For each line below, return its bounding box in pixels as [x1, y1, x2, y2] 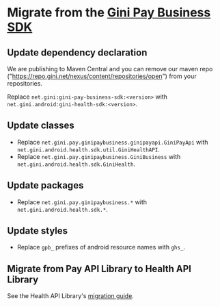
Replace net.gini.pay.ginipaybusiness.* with [16, 197, 148, 206]
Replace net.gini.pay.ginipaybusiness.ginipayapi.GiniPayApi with [16, 138, 208, 146]
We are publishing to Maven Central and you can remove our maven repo [7, 65, 213, 73]
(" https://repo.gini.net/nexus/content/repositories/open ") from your [7, 72, 197, 80]
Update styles [7, 225, 68, 237]
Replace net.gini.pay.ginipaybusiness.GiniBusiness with [16, 152, 181, 160]
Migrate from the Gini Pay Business [7, 5, 211, 21]
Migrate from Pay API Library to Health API [7, 262, 191, 275]
